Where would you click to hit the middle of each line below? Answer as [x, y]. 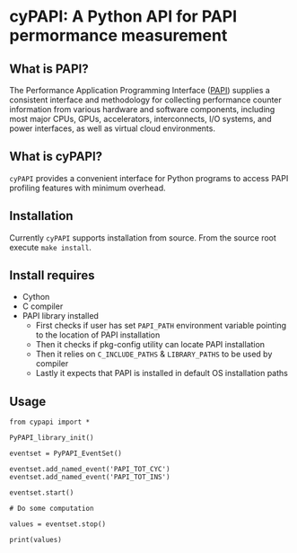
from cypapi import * [50, 422]
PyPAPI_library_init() [52, 438]
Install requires [52, 276]
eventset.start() [42, 493]
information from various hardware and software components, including [142, 109]
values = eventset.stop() [57, 524]
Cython [36, 297]
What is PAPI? [49, 69]
